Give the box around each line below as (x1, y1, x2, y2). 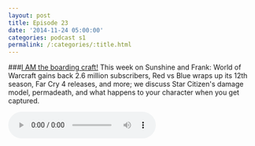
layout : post (8, 11, 51, 20)
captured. (8, 96, 40, 106)
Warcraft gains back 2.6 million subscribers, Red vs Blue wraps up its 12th (8, 71, 248, 80)
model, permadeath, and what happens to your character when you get (8, 88, 240, 97)
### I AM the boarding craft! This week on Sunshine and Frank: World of (8, 62, 242, 72)
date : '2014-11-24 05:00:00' (8, 26, 104, 34)
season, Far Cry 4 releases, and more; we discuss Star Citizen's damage (8, 80, 244, 89)
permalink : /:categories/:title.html (8, 41, 132, 49)
